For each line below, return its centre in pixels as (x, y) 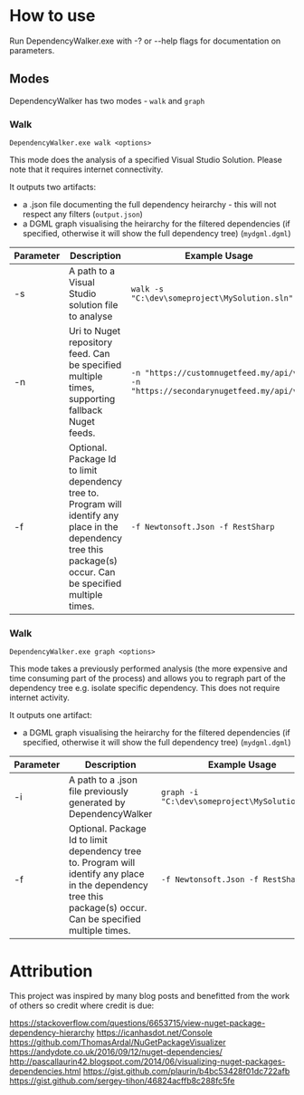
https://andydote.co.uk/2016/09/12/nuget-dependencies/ (116, 1052)
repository (90, 342)
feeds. (82, 433)
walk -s (147, 289)
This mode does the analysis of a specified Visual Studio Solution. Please (146, 160)
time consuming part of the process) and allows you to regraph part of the (148, 678)
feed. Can (89, 354)
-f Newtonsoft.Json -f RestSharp (203, 527)
